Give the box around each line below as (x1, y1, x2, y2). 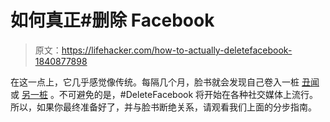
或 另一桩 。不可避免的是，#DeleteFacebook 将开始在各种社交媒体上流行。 (10, 88, 319, 100)
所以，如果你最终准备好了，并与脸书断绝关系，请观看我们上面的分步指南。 (10, 101, 317, 113)
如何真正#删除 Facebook (10, 9, 215, 32)
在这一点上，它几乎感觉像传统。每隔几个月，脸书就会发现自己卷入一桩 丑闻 (10, 76, 320, 88)
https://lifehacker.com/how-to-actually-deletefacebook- (61, 44, 293, 56)
